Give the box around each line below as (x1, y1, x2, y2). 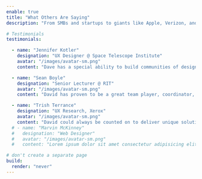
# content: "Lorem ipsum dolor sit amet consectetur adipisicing (11, 142, 185, 148)
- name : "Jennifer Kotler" (11, 47, 79, 53)
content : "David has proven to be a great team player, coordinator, (17, 91, 195, 98)
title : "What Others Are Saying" (6, 14, 90, 20)
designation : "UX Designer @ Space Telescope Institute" (17, 53, 163, 59)
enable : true (6, 8, 39, 15)
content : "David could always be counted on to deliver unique (17, 119, 179, 125)
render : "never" (11, 163, 52, 169)
